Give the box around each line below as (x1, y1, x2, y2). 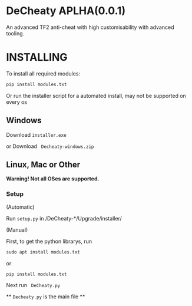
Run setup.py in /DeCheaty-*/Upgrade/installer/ (6, 215, 122, 222)
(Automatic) (6, 203, 35, 210)
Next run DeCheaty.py (6, 282, 61, 289)
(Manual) (6, 226, 28, 233)
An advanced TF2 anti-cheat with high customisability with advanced (6, 24, 174, 31)
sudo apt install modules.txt (6, 249, 81, 255)
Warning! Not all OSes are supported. (6, 175, 100, 182)
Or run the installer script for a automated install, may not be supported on (6, 92, 187, 99)
